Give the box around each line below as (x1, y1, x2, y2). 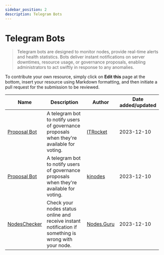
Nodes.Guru (87, 221, 115, 228)
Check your (46, 199, 74, 206)
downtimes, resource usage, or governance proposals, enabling (17, 59, 146, 65)
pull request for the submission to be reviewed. (5, 84, 100, 90)
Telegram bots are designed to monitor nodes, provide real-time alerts (17, 49, 159, 55)
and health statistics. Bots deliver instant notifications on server (17, 54, 145, 60)
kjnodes (87, 173, 105, 180)
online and (46, 212, 71, 218)
